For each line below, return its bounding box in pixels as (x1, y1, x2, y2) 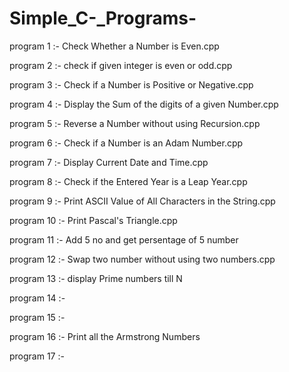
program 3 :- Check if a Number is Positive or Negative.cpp (9, 78, 254, 91)
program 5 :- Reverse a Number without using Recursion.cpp (9, 117, 261, 129)
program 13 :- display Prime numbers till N (9, 272, 183, 284)
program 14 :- (9, 292, 66, 304)
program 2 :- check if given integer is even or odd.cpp (9, 59, 233, 71)
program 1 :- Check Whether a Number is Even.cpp (9, 40, 220, 52)
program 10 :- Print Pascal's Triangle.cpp (9, 214, 178, 226)
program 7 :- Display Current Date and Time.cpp (9, 156, 209, 168)
